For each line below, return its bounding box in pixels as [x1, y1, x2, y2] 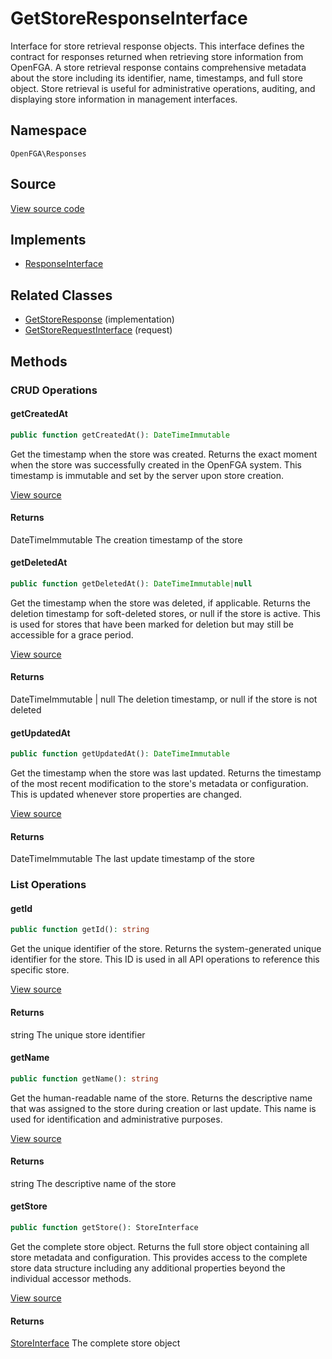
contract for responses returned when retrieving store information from [10, 50, 304, 62]
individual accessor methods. [10, 1272, 132, 1284]
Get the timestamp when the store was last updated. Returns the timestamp [10, 767, 322, 779]
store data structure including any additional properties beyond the [10, 1262, 286, 1274]
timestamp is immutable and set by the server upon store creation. [10, 469, 285, 481]
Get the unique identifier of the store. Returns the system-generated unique [10, 943, 322, 955]
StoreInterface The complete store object [10, 1337, 181, 1349]
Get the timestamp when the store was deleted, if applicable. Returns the [10, 597, 311, 609]
